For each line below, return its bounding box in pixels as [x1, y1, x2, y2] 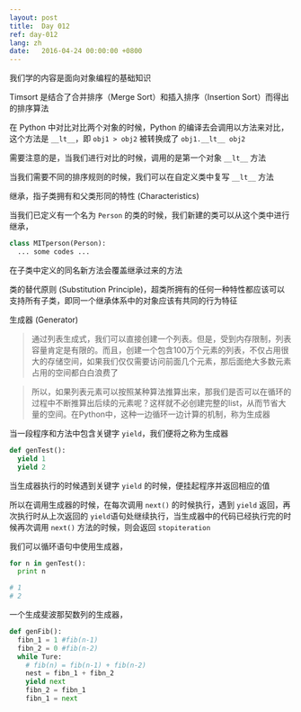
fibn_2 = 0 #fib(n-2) [17, 644, 99, 653]
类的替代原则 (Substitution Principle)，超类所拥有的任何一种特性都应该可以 [9, 284, 286, 294]
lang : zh [9, 38, 42, 48]
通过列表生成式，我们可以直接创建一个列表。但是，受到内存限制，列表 [31, 333, 292, 344]
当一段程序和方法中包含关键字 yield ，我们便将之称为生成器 [9, 428, 229, 438]
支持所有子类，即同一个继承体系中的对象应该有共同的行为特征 [9, 294, 238, 306]
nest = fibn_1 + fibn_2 [25, 669, 115, 678]
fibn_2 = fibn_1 [25, 686, 87, 695]
